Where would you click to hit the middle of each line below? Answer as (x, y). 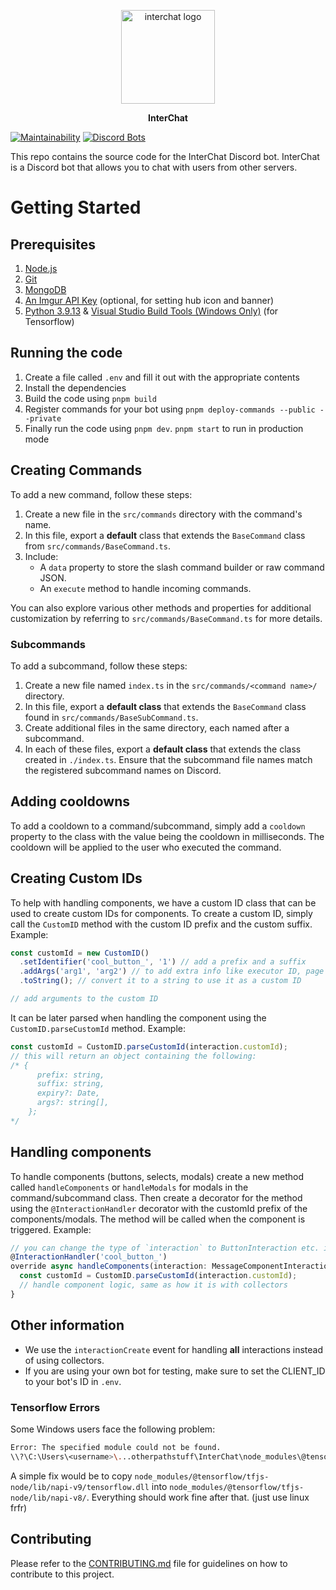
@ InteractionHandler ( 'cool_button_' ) (89, 1257)
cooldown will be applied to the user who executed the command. (146, 847)
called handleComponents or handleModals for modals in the (129, 1187)
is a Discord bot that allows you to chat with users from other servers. (154, 167)
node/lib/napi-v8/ (48, 1498)
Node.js (41, 268)
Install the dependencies (75, 387)
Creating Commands (76, 470)
